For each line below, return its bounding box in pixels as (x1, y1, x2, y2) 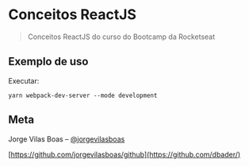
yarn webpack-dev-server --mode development (8, 91, 158, 99)
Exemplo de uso (8, 55, 89, 68)
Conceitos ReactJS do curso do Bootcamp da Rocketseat (27, 32, 216, 41)
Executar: (8, 76, 40, 85)
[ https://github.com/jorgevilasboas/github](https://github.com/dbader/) (8, 150, 241, 159)
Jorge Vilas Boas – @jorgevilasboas (8, 134, 125, 144)
